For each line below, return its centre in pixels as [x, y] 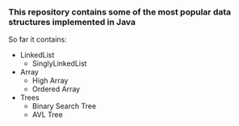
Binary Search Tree [64, 106]
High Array [50, 81]
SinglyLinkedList [59, 63]
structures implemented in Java [72, 22]
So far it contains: [38, 39]
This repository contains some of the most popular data [120, 12]
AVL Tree [47, 115]
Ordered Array [56, 89]
